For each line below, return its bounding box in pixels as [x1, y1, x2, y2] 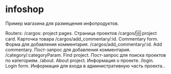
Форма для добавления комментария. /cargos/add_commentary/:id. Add [5, 41, 162, 47]
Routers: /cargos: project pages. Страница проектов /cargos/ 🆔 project [5, 30, 157, 36]
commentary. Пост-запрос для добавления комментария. [5, 47, 131, 53]
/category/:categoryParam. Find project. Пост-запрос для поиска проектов [5, 52, 166, 58]
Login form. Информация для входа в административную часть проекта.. [5, 62, 165, 69]
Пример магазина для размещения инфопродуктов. [5, 20, 119, 26]
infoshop [5, 4, 44, 15]
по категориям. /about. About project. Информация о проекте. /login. [5, 57, 154, 63]
